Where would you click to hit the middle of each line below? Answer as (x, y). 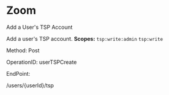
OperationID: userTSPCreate (42, 62)
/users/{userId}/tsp (30, 85)
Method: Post (23, 50)
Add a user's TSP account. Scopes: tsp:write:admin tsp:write (84, 38)
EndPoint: (18, 73)
